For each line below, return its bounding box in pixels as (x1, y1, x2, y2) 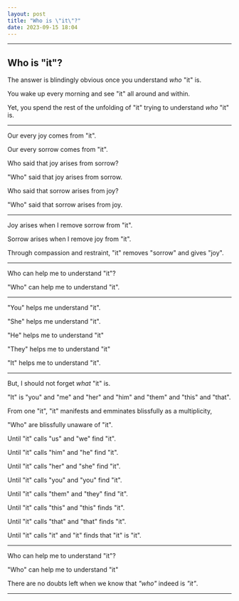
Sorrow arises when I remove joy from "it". (7, 235, 132, 243)
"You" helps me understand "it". (7, 304, 101, 312)
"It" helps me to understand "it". (7, 359, 101, 367)
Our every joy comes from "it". (7, 131, 97, 140)
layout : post (7, 10, 46, 18)
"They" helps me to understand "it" (7, 345, 111, 354)
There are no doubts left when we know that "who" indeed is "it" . (7, 579, 198, 588)
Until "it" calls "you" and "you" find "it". (7, 476, 122, 485)
